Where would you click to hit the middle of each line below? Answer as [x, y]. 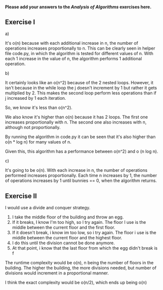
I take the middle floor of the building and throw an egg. [68, 217]
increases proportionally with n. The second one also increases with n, [76, 122]
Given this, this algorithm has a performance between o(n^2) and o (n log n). [81, 151]
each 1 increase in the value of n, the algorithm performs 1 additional [73, 59]
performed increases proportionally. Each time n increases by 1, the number [81, 176]
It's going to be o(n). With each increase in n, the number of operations [76, 170]
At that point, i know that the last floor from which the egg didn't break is [85, 248]
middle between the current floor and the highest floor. [67, 238]
